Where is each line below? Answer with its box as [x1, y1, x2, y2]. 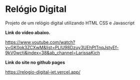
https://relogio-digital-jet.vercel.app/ [5, 69, 81, 75]
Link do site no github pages [5, 59, 65, 65]
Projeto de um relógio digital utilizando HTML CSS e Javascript [5, 20, 135, 26]
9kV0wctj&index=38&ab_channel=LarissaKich [5, 50, 100, 56]
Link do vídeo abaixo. [5, 29, 50, 35]
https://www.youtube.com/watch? [5, 39, 75, 45]
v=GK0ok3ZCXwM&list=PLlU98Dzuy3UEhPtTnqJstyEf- [5, 44, 119, 50]
